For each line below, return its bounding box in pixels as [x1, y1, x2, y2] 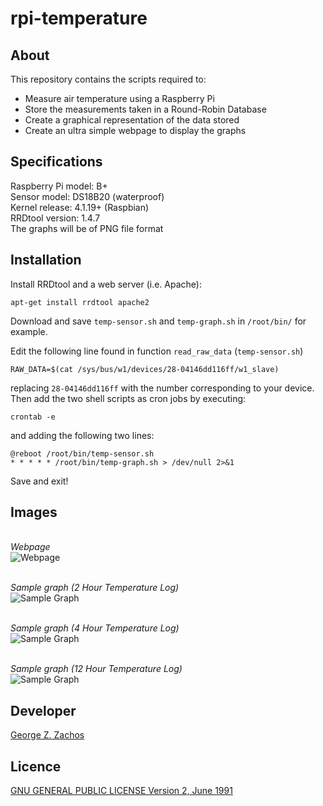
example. [10, 325, 48, 337]
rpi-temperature [10, 7, 148, 30]
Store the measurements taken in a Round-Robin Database [24, 103, 267, 115]
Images [10, 504, 58, 521]
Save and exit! [10, 475, 69, 487]
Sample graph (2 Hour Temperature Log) [10, 582, 180, 594]
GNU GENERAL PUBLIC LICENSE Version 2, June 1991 [10, 785, 233, 797]
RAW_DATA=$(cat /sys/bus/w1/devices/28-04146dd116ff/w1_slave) [10, 364, 280, 374]
